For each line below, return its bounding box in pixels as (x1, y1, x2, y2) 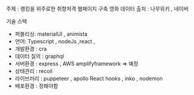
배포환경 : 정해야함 (14, 83, 58, 89)
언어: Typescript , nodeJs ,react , (14, 38, 96, 45)
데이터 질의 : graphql (14, 53, 64, 59)
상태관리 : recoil (14, 68, 53, 74)
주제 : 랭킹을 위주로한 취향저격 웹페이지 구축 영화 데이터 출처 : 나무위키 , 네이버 (6, 5, 189, 12)
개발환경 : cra (14, 45, 47, 52)
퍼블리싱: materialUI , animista (14, 30, 88, 37)
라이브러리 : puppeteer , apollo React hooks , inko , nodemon (14, 75, 163, 82)
